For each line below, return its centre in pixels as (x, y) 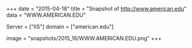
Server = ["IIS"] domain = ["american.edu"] (60, 27)
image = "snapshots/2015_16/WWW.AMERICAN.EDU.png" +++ (84, 38)
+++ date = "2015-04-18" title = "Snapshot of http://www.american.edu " (97, 9)
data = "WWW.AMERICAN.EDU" (46, 15)
